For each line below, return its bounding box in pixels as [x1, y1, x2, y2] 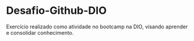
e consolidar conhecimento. [6, 29, 74, 36]
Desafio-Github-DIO [6, 4, 107, 17]
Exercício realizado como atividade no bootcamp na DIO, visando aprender [6, 23, 188, 30]
